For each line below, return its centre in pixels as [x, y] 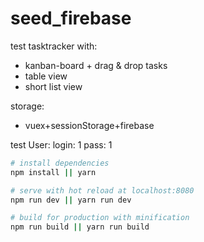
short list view [53, 86]
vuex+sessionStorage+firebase [89, 125]
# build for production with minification [100, 218]
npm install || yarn [53, 172]
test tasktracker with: [54, 46]
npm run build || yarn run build [80, 227]
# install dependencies [60, 163]
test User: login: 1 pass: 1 [61, 144]
